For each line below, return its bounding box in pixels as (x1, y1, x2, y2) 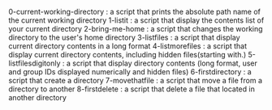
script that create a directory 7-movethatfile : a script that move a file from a (8, 76, 262, 85)
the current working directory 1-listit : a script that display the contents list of (8, 15, 265, 25)
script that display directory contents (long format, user (72, 58, 258, 68)
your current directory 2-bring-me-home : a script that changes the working (8, 24, 263, 33)
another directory (8, 93, 67, 102)
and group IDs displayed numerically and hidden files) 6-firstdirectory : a (8, 67, 252, 76)
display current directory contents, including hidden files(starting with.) (8, 50, 247, 59)
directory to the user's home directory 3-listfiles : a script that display (8, 32, 241, 42)
